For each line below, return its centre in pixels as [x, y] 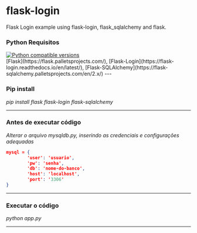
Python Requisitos [33, 42]
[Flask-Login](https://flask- [141, 61]
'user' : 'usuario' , [51, 158]
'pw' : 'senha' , [46, 163]
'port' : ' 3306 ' [46, 180]
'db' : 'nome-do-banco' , [56, 168]
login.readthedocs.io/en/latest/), [45, 67]
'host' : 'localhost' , [54, 174]
